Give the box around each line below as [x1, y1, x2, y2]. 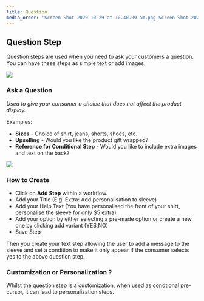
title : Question [6, 8, 47, 15]
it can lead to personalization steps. [25, 288, 114, 296]
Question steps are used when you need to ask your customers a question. [6, 53, 194, 61]
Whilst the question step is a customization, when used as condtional [6, 282, 180, 289]
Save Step [15, 228, 41, 235]
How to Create [6, 175, 50, 184]
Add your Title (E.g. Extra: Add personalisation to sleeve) [15, 195, 157, 203]
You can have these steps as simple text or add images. [6, 59, 146, 67]
